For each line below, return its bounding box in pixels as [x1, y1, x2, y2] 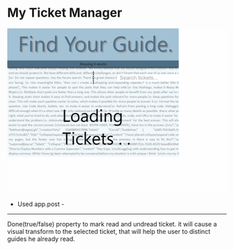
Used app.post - [17, 200, 65, 208]
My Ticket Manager [7, 5, 123, 21]
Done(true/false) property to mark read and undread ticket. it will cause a [7, 219, 217, 228]
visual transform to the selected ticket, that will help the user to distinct [7, 227, 211, 235]
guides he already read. [7, 235, 75, 243]
